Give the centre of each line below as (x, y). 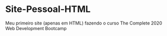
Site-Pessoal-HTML (48, 9)
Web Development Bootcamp (36, 28)
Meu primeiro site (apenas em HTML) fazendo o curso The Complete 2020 (84, 23)
